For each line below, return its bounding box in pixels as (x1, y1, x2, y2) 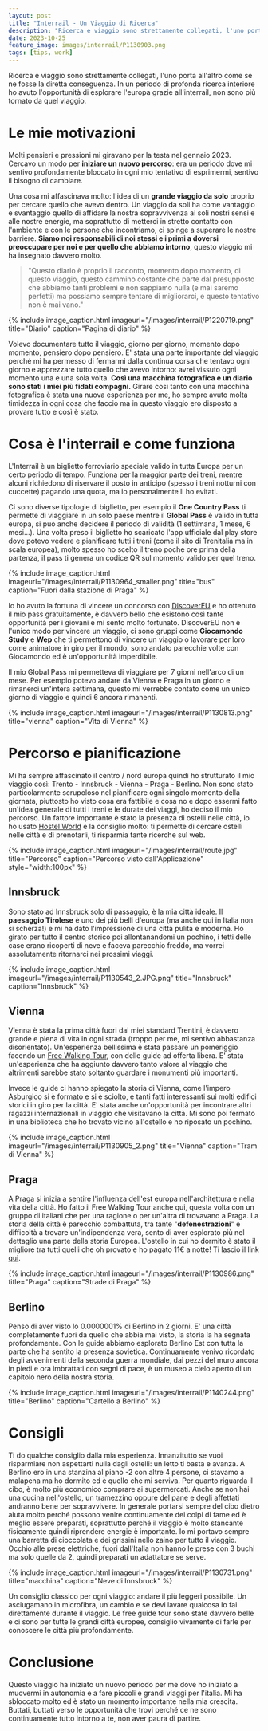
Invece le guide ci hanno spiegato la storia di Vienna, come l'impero (8, 1084, 231, 1093)
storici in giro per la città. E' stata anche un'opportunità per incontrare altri (8, 1100, 252, 1110)
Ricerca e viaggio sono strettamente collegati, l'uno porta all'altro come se (8, 71, 253, 80)
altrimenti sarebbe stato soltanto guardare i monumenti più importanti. (8, 1068, 238, 1077)
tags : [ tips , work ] (8, 49, 73, 57)
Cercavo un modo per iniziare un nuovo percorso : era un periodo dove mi (8, 159, 253, 168)
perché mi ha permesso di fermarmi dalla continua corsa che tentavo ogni (8, 356, 251, 365)
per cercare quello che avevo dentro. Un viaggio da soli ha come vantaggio (8, 199, 255, 209)
